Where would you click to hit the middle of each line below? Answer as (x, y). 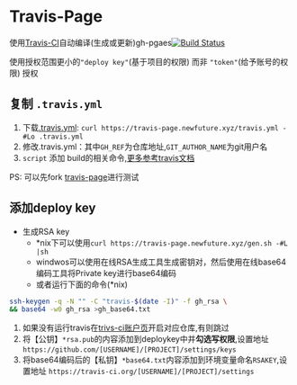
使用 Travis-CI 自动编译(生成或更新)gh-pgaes (91, 42)
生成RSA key (46, 231)
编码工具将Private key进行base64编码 (106, 273)
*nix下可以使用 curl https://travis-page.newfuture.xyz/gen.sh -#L (162, 242)
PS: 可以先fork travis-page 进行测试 (74, 176)
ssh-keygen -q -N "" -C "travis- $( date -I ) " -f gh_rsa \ (118, 301)
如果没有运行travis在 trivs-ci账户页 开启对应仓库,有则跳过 (126, 328)
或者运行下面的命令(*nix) (82, 284)
